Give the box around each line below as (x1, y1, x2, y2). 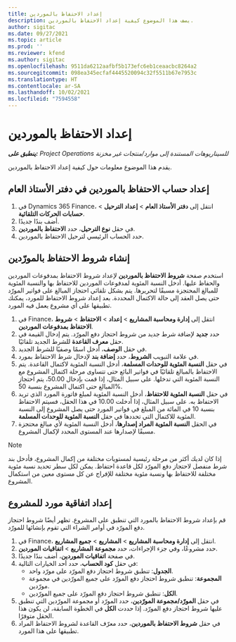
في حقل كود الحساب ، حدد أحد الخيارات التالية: (18, 560, 138, 568)
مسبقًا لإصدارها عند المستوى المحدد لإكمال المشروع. (18, 427, 156, 436)
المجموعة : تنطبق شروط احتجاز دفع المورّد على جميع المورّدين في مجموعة (28, 574, 222, 583)
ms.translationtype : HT (8, 75, 78, 83)
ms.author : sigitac (8, 56, 65, 63)
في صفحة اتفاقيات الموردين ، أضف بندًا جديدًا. (18, 552, 136, 560)
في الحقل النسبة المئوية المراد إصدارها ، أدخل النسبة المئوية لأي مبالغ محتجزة (18, 419, 217, 428)
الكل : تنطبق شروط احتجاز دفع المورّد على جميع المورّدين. (28, 589, 178, 598)
